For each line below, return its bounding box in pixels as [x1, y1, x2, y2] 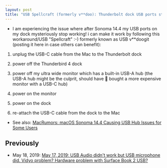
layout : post [5, 7, 32, 12]
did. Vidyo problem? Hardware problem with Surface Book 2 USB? [12, 158, 148, 164]
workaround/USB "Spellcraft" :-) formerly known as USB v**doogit [12, 36, 150, 42]
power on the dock [12, 100, 51, 106]
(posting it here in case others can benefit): [12, 41, 101, 47]
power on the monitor [12, 90, 57, 96]
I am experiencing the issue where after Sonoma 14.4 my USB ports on [12, 25, 158, 31]
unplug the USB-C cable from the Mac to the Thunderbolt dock [12, 51, 142, 57]
